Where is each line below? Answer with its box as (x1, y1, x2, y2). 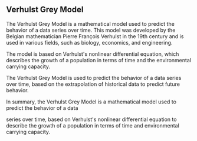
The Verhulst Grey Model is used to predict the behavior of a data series (6, 74, 182, 81)
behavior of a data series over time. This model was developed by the (6, 26, 176, 33)
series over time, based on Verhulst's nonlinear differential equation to (6, 116, 177, 123)
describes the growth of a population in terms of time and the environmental (6, 56, 192, 63)
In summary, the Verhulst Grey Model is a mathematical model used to (6, 98, 177, 105)
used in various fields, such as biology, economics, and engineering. (6, 39, 173, 46)
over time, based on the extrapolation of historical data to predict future (6, 80, 180, 88)
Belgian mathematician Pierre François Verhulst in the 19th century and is (6, 32, 184, 40)
